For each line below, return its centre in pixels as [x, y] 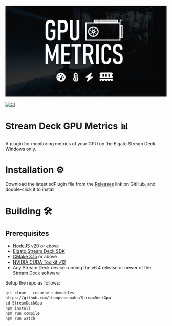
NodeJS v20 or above [36, 246]
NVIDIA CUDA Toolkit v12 [39, 262]
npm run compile [23, 313]
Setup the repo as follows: [33, 283]
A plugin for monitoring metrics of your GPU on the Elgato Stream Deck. [81, 144]
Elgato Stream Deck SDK [39, 251]
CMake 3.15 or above [35, 257]
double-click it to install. [31, 189]
